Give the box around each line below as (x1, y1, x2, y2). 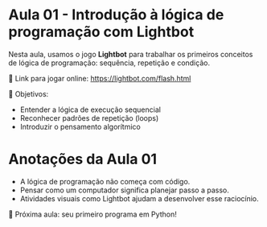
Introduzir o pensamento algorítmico (19, 122, 141, 131)
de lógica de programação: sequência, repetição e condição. (8, 58, 211, 68)
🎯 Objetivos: (8, 89, 49, 98)
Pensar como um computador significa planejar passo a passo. (19, 185, 229, 195)
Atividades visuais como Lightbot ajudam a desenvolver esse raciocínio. (19, 193, 259, 203)
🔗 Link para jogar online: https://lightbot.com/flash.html (8, 73, 191, 83)
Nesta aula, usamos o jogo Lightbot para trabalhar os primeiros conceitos (8, 49, 253, 59)
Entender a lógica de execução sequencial (19, 105, 161, 114)
